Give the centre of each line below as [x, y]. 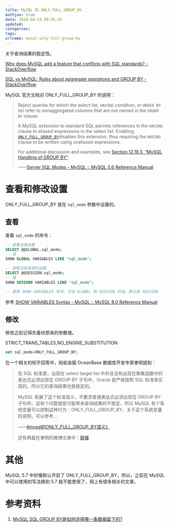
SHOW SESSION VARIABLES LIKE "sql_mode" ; [50, 282]
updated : [14, 24]
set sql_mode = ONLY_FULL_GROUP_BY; [42, 352]
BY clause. [28, 116]
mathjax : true [20, 15]
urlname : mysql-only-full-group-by [43, 39]
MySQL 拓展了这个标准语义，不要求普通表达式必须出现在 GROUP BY [89, 397]
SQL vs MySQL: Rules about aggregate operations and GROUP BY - [76, 79]
